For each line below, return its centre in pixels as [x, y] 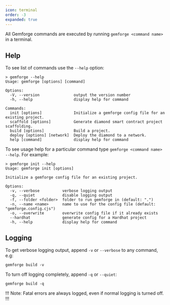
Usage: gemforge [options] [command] [45, 82]
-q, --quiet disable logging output [61, 195]
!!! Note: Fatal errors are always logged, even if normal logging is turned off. [84, 293]
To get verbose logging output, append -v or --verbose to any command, [82, 250]
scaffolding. [19, 126]
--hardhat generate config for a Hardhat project [78, 218]
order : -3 [16, 15]
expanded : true [21, 19]
